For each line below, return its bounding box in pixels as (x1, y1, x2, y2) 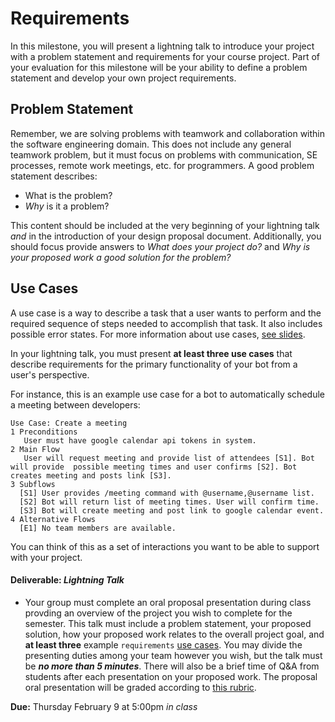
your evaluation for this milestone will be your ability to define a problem (10, 61, 308, 73)
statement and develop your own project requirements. (10, 72, 237, 84)
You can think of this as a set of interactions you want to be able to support (10, 540, 320, 552)
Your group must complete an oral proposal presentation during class (24, 596, 312, 608)
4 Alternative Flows (10, 514, 97, 524)
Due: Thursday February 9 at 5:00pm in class (10, 700, 198, 712)
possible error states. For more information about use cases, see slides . (10, 328, 306, 340)
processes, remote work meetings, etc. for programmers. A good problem (10, 159, 315, 171)
